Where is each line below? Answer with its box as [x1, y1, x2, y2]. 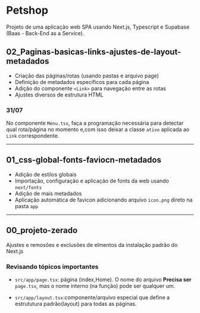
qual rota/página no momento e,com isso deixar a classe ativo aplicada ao [6, 126, 190, 133]
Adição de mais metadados [14, 190, 82, 197]
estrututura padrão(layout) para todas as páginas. [14, 300, 137, 307]
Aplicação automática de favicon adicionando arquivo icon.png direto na [14, 196, 193, 203]
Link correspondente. [6, 132, 60, 140]
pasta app [14, 202, 39, 209]
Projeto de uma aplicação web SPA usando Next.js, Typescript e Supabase [6, 23, 190, 30]
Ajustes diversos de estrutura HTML [14, 91, 104, 98]
